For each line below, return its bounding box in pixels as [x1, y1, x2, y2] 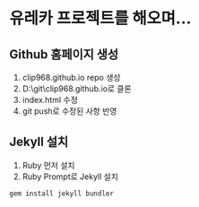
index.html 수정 [22, 95, 78, 105]
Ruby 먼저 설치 [22, 160, 75, 170]
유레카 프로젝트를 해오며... [9, 8, 192, 29]
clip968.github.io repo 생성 [22, 73, 121, 82]
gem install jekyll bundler [9, 189, 115, 198]
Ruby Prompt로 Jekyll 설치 [22, 171, 119, 182]
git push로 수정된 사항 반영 [22, 106, 117, 116]
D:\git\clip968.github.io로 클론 [22, 83, 132, 94]
